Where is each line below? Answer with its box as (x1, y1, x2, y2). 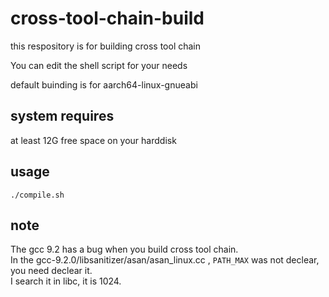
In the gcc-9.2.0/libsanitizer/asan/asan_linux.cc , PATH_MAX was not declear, (10, 254, 320, 266)
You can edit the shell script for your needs (10, 59, 188, 71)
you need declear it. (10, 265, 93, 277)
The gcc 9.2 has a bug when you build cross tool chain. (10, 243, 239, 256)
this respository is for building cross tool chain (10, 40, 202, 52)
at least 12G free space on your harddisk (10, 134, 177, 146)
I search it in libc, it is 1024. (10, 275, 122, 287)
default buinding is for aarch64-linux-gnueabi (10, 78, 198, 91)
